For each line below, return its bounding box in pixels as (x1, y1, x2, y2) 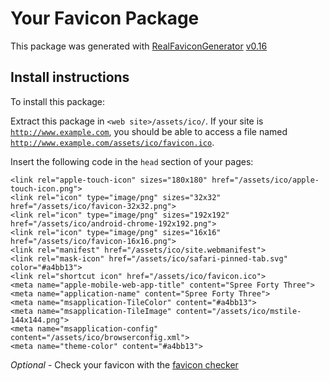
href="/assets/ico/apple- (211, 175, 320, 185)
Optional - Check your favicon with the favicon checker (10, 358, 239, 371)
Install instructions (10, 69, 130, 86)
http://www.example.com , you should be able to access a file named (10, 125, 288, 137)
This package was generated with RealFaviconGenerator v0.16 (10, 40, 268, 52)
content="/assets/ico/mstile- (175, 306, 302, 316)
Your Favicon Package (10, 7, 200, 30)
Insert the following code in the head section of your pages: (10, 155, 254, 167)
